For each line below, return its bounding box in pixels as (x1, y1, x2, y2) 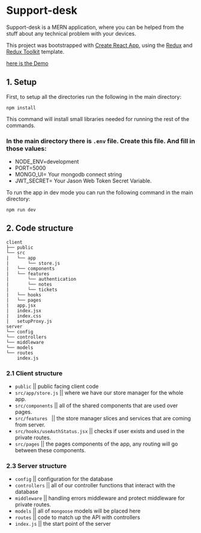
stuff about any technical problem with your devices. (6, 30, 136, 37)
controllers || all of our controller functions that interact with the (14, 482, 176, 489)
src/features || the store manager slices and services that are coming (14, 415, 191, 422)
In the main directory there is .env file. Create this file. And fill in (6, 137, 196, 145)
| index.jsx (6, 308, 42, 314)
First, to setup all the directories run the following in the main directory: (6, 93, 182, 100)
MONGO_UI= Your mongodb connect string (14, 171, 122, 178)
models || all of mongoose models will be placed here (14, 507, 141, 515)
